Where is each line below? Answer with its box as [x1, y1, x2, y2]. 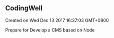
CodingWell [5, 4, 43, 12]
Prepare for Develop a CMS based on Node [5, 27, 95, 33]
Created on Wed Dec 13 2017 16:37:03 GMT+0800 [5, 17, 109, 23]
